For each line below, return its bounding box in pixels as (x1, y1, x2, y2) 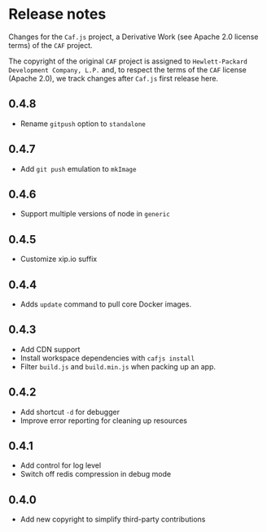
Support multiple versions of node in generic (20, 209, 171, 219)
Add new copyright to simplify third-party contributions (20, 514, 206, 525)
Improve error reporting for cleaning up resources (20, 416, 187, 425)
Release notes (8, 5, 107, 24)
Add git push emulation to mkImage (20, 164, 137, 173)
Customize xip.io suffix (20, 254, 98, 264)
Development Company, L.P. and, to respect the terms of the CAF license (8, 64, 247, 74)
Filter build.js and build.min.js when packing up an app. (20, 361, 217, 371)
